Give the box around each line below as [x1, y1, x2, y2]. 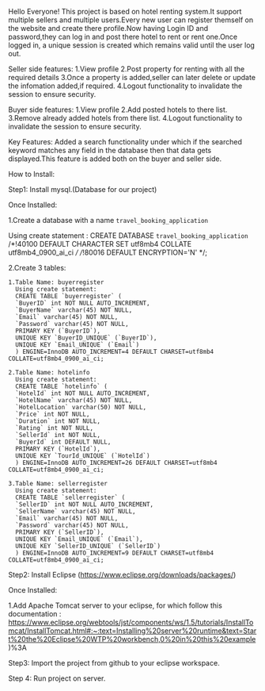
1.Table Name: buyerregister [8, 278, 104, 286]
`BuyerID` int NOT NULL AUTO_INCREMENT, [15, 299, 150, 307]
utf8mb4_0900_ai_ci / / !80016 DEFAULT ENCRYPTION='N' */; [8, 248, 208, 257]
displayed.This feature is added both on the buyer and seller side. [8, 154, 222, 163]
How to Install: [8, 170, 55, 179]
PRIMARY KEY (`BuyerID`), [15, 327, 101, 335]
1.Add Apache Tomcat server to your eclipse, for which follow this [8, 601, 223, 610]
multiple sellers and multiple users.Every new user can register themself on [8, 15, 254, 25]
